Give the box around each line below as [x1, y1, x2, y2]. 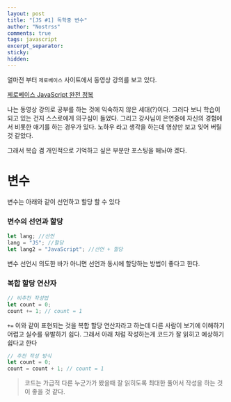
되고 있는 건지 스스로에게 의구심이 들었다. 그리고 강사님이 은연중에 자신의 [7, 114, 204, 122]
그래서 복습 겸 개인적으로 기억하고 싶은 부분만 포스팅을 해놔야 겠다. [7, 146, 187, 154]
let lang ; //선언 [7, 233, 54, 240]
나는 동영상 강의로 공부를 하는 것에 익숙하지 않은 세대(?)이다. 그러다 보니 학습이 [7, 105, 221, 114]
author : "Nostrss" [7, 23, 61, 30]
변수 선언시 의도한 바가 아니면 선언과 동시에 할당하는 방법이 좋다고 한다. [7, 259, 200, 268]
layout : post [7, 10, 45, 17]
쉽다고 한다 [7, 339, 38, 347]
